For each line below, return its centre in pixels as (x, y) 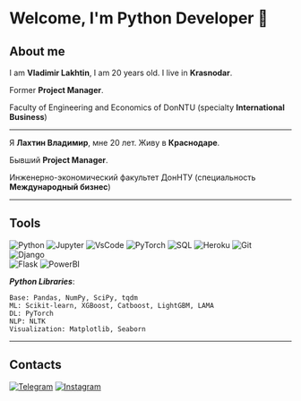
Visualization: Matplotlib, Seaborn (77, 329)
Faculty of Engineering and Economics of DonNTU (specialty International (147, 107)
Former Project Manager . (57, 90)
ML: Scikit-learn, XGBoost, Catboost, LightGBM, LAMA (112, 305)
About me (37, 51)
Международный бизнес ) (60, 187)
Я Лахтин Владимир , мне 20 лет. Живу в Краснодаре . (115, 143)
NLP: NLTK (28, 321)
